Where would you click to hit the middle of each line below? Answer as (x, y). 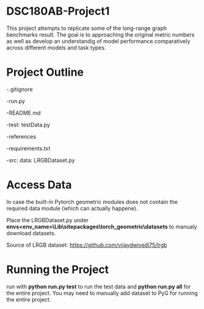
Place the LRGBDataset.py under (48, 220)
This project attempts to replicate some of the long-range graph (86, 28)
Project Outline (45, 72)
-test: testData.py (28, 125)
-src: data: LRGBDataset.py (41, 160)
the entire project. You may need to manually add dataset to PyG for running (102, 293)
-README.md (24, 113)
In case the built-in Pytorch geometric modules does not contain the (92, 202)
